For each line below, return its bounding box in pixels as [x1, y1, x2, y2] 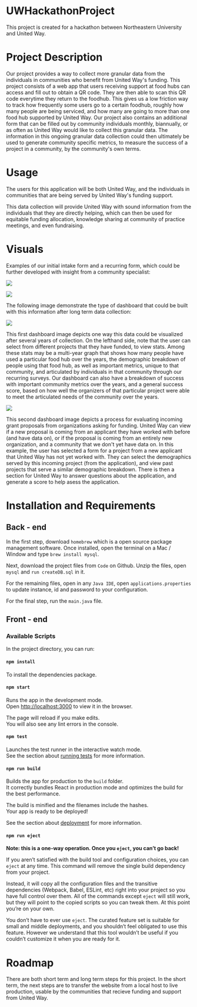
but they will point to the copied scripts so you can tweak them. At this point [6, 899, 190, 906]
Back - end [6, 522, 47, 532]
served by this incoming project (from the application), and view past [6, 459, 173, 466]
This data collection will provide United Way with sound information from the [6, 203, 192, 210]
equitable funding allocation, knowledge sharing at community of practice [6, 215, 185, 222]
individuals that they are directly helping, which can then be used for [6, 209, 172, 216]
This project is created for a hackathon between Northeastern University [6, 24, 182, 31]
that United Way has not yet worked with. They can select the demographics [6, 453, 192, 460]
